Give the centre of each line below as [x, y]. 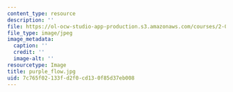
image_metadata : [31, 39]
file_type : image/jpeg [40, 33]
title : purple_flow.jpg [42, 71]
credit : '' [29, 53]
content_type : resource [42, 13]
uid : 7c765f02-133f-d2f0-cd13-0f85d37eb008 [71, 78]
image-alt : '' [34, 59]
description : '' [31, 20]
